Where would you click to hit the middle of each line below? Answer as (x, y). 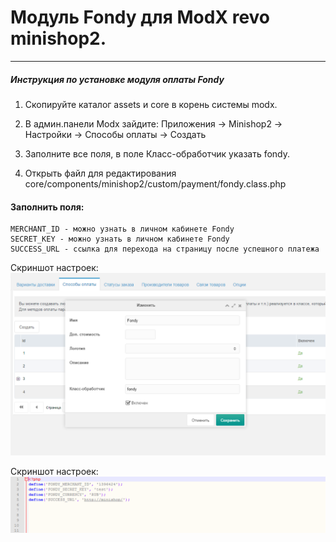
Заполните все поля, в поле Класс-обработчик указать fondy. (157, 153)
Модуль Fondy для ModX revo (140, 17)
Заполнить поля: (47, 207)
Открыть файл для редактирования (100, 173)
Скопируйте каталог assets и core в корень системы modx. (151, 104)
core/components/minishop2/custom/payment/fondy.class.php (155, 183)
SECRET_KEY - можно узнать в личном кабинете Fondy (120, 239)
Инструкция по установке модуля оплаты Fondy (117, 79)
